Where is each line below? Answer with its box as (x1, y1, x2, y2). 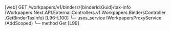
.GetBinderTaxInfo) (5, 15, 45, 20)
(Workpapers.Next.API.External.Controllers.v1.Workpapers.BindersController (5, 9, 166, 15)
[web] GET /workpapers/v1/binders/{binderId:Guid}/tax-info (5, 4, 131, 10)
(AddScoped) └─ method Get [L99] (5, 20, 80, 26)
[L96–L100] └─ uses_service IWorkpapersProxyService (45, 15, 162, 20)
